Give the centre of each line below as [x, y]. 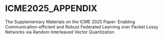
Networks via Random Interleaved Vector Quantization [60, 32]
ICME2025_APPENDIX [51, 8]
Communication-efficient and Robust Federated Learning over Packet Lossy [82, 26]
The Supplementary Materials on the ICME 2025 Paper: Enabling [70, 22]
